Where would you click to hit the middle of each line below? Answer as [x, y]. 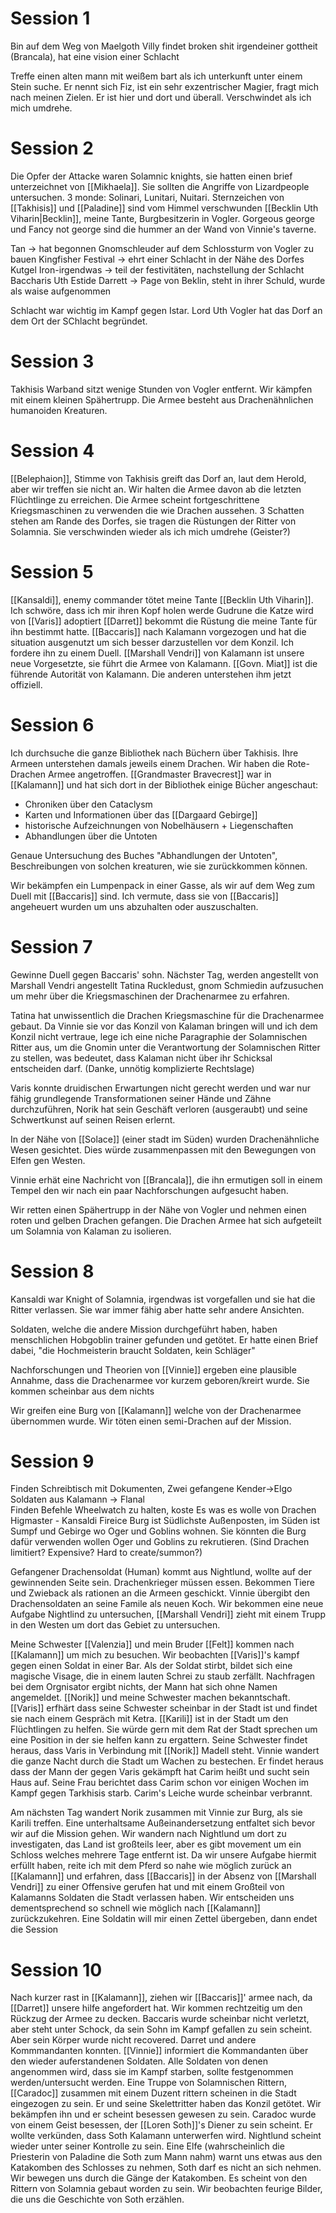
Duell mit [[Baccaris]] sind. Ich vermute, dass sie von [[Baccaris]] [144, 896]
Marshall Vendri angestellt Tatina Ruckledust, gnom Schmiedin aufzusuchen [167, 985]
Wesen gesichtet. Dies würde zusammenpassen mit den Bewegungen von [163, 1149]
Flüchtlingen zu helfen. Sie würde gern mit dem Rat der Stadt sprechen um [164, 1729]
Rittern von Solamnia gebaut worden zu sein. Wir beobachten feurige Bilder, [166, 2189]
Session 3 [52, 361]
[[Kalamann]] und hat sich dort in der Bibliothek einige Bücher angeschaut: [164, 784]
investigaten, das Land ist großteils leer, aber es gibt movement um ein [156, 1844]
